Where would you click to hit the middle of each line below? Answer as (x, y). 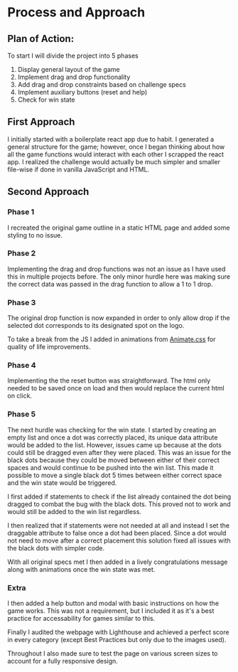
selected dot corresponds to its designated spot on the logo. (96, 326)
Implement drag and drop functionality (74, 77)
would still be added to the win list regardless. (75, 511)
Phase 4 (22, 366)
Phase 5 (22, 415)
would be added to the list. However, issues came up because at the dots (115, 444)
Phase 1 (21, 212)
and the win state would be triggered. (62, 482)
